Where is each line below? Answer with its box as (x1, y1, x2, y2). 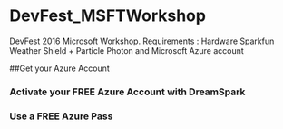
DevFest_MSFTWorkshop (9, 5, 207, 26)
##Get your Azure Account (9, 63, 111, 74)
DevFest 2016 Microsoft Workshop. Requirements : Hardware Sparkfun (9, 35, 275, 46)
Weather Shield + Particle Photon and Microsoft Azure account (9, 45, 245, 55)
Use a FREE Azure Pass (9, 110, 113, 123)
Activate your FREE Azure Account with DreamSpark (9, 85, 246, 98)
